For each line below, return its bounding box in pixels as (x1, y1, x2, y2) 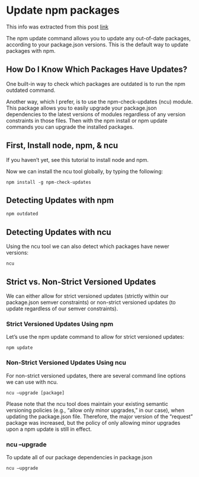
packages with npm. (6, 47, 56, 54)
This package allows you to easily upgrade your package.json (6, 104, 157, 112)
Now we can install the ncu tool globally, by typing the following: (6, 167, 163, 175)
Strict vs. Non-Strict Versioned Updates (6, 276, 156, 287)
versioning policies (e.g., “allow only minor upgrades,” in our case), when (6, 406, 185, 414)
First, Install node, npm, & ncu (6, 141, 118, 151)
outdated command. (6, 87, 56, 94)
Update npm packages (6, 4, 120, 17)
